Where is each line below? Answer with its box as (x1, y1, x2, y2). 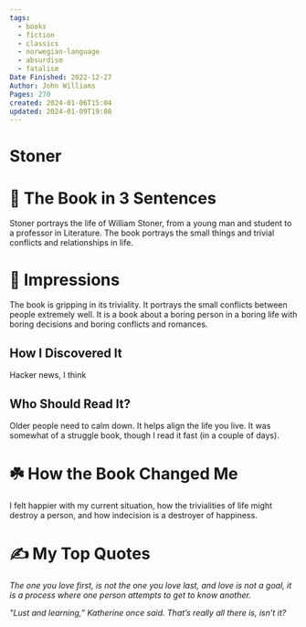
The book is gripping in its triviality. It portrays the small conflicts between (9, 299, 288, 310)
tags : (9, 13, 30, 23)
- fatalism (17, 65, 59, 74)
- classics (17, 38, 59, 48)
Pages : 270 (9, 89, 51, 99)
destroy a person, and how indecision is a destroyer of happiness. (9, 509, 258, 520)
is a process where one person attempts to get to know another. (9, 590, 251, 601)
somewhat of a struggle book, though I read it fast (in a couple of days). (9, 430, 280, 441)
